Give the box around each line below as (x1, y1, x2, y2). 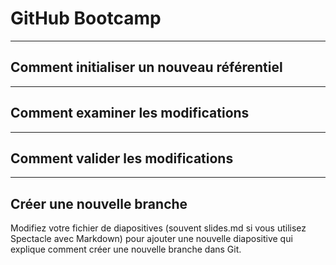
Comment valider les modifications (10, 150, 234, 167)
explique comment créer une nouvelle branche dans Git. (10, 243, 242, 256)
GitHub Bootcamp (10, 7, 162, 30)
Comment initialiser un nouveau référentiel (10, 59, 283, 76)
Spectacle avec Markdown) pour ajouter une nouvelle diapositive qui (10, 233, 293, 245)
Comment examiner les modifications (10, 105, 250, 122)
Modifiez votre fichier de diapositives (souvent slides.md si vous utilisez (10, 222, 307, 234)
